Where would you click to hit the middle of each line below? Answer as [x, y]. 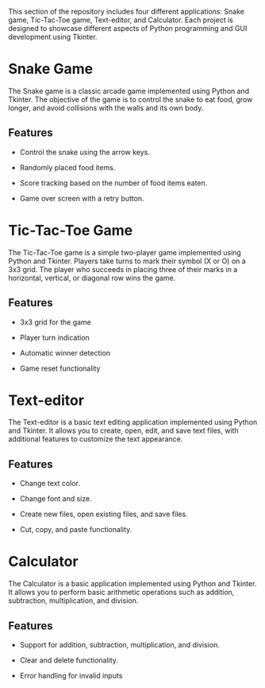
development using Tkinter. [53, 37]
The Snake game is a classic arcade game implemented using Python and [129, 91]
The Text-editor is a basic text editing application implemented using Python [133, 422]
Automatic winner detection [65, 352]
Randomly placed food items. [67, 167]
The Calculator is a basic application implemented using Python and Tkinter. [132, 584]
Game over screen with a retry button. [82, 198]
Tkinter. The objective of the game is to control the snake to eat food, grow [131, 99]
